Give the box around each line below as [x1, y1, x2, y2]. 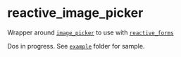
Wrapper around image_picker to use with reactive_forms [7, 28, 174, 37]
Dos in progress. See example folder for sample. [7, 42, 145, 50]
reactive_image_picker [7, 5, 144, 21]
